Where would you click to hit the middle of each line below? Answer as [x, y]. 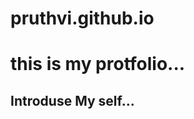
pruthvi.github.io [82, 18]
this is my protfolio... [98, 64]
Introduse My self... [72, 100]
